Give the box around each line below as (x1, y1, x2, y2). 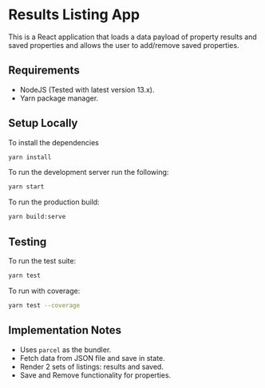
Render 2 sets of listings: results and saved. (19, 362, 164, 371)
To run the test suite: (8, 256, 77, 265)
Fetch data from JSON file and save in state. (19, 353, 165, 362)
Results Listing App (8, 6, 140, 24)
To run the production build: (8, 197, 100, 207)
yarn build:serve (8, 213, 66, 221)
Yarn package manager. (19, 93, 99, 103)
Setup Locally (8, 117, 78, 130)
